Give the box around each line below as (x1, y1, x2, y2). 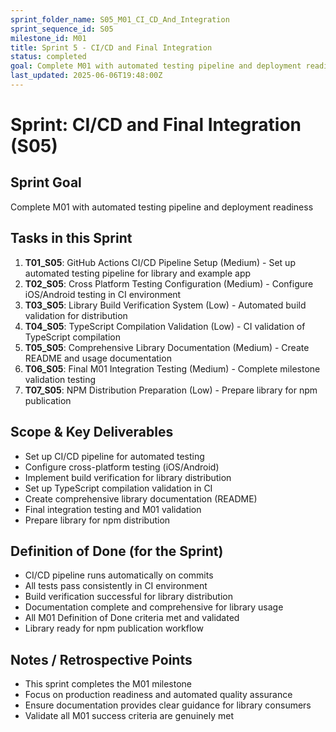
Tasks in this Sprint (10, 230, 133, 247)
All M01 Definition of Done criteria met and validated (24, 612, 240, 624)
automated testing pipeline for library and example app (24, 267, 252, 279)
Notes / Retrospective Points (10, 651, 193, 668)
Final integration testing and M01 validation (24, 503, 202, 515)
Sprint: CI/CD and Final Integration (10, 114, 302, 136)
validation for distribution (24, 309, 128, 321)
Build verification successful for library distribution (24, 591, 233, 603)
